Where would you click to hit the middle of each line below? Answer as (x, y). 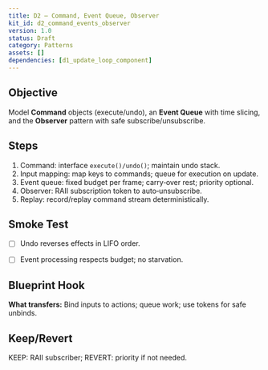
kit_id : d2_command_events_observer (69, 23)
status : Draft (32, 38)
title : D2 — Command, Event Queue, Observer (84, 16)
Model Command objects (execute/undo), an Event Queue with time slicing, (134, 112)
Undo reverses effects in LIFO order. (80, 243)
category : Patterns (41, 46)
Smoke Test (39, 224)
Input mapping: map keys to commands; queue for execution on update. (139, 174)
